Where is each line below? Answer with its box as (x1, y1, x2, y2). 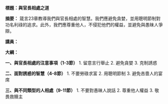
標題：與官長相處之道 (5, 5, 49, 10)
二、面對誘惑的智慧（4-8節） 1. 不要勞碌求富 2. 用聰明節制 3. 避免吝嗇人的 (5, 70, 158, 76)
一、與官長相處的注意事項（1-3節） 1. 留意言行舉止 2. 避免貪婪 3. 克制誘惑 (5, 60, 157, 65)
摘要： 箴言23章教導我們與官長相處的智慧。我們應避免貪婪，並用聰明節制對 (5, 15, 161, 21)
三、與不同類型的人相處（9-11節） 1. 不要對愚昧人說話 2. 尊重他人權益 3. (5, 87, 154, 93)
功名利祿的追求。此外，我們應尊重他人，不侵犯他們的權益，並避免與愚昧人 (5, 22, 158, 27)
